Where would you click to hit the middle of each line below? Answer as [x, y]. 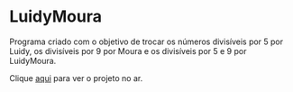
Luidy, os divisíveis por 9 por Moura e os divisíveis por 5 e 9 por [128, 51]
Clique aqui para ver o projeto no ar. [76, 78]
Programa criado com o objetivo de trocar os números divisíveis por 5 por [146, 41]
